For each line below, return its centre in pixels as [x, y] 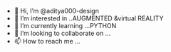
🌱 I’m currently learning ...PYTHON [65, 26]
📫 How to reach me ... [47, 41]
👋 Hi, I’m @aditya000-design [57, 11]
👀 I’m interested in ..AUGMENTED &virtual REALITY [89, 18]
